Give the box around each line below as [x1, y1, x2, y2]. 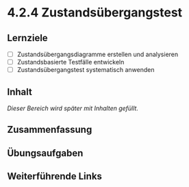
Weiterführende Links [7, 171, 103, 182]
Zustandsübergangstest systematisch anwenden [16, 66, 155, 74]
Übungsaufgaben [7, 147, 84, 159]
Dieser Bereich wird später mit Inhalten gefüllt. [7, 104, 139, 112]
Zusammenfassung [7, 124, 92, 136]
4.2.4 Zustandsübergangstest [7, 5, 183, 21]
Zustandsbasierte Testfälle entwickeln [16, 58, 125, 66]
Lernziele [7, 32, 48, 44]
